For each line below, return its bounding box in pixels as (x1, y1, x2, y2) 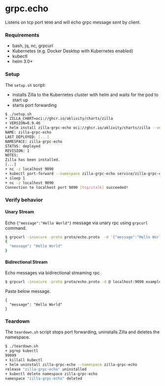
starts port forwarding (12, 102, 57, 108)
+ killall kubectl (5, 358, 43, 363)
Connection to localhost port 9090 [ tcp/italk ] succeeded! (5, 185, 129, 190)
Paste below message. (5, 288, 51, 294)
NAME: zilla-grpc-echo (5, 130, 52, 135)
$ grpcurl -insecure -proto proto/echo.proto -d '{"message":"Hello (5, 235, 151, 240)
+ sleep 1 (5, 175, 26, 180)
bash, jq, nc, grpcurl (12, 43, 53, 49)
